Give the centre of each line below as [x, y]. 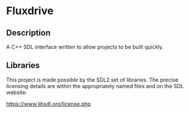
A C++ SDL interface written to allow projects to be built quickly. [85, 47]
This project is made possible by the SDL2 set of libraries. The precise [92, 80]
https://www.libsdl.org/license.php [49, 104]
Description [28, 33]
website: [17, 92]
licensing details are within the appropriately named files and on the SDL [95, 86]
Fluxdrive [30, 11]
